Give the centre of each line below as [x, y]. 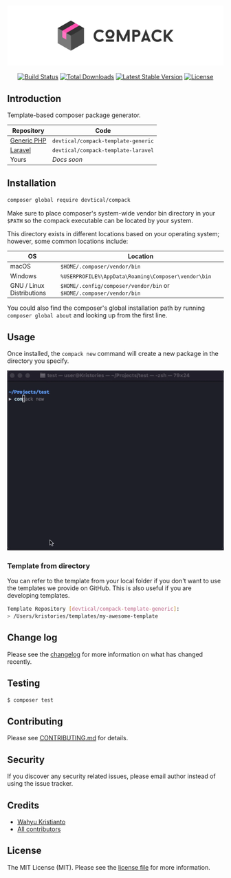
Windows [23, 276]
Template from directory [49, 565]
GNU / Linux [27, 285]
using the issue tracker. [40, 784]
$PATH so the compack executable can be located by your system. [100, 220]
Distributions [28, 293]
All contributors [39, 829]
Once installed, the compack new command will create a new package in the [113, 354]
